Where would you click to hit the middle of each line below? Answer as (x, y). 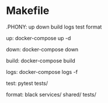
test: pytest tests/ (27, 83)
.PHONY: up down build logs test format (54, 27)
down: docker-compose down (42, 49)
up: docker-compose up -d (39, 38)
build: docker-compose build (41, 61)
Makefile (28, 11)
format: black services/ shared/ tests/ (51, 94)
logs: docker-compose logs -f (42, 72)
